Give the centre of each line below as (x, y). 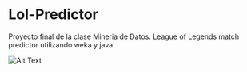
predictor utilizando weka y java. (62, 44)
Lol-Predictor (53, 15)
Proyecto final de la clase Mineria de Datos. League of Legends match (124, 36)
